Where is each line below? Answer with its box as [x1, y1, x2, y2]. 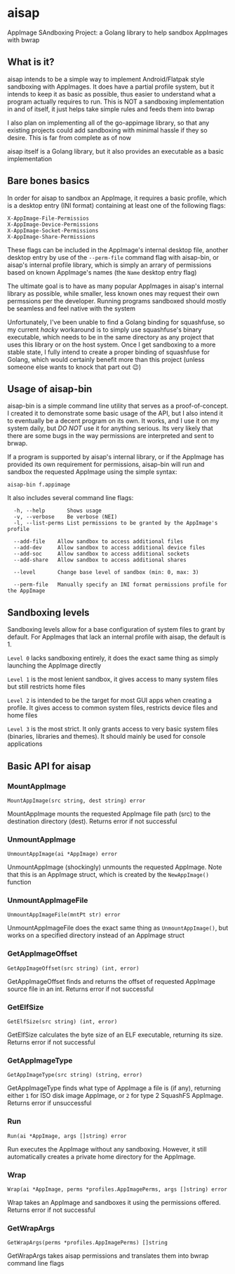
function [7, 878, 32, 887]
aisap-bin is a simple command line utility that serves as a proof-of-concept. [7, 401, 229, 410]
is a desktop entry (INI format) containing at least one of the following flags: [7, 201, 226, 209]
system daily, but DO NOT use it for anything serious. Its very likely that [7, 424, 214, 432]
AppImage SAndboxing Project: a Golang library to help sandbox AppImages [7, 28, 228, 37]
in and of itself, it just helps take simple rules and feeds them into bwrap [7, 104, 215, 113]
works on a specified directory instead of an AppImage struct [7, 931, 184, 939]
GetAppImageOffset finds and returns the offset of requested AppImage [7, 977, 216, 985]
